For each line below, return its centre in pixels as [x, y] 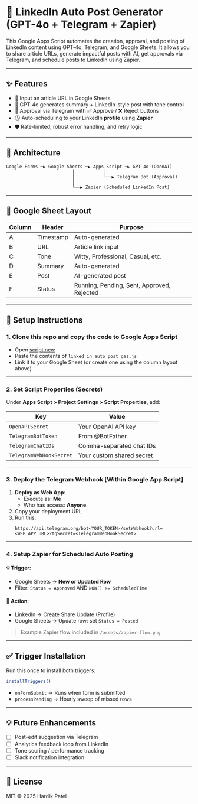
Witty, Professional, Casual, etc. [118, 256]
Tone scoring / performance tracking [59, 750]
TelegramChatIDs [32, 446]
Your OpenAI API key [107, 427]
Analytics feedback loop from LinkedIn [62, 744]
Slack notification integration [49, 757]
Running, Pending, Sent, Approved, [122, 285]
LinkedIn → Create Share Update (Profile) [65, 614]
